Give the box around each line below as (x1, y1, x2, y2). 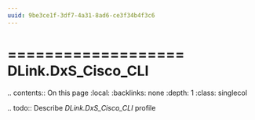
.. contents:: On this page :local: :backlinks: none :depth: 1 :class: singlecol (7, 88, 248, 97)
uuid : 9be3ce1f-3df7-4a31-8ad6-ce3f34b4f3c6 (7, 11, 155, 20)
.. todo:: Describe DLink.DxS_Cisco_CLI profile (7, 103, 156, 112)
